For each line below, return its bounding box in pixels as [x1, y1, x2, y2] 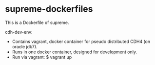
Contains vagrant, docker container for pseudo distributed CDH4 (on [12, 38, 151, 44]
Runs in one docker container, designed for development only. [12, 49, 137, 55]
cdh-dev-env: [5, 29, 33, 35]
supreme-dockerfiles [5, 3, 93, 15]
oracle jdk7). [12, 43, 38, 49]
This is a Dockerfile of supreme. [5, 20, 69, 25]
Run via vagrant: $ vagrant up [12, 54, 72, 60]
